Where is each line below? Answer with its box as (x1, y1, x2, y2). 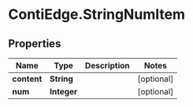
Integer (50, 87, 78, 97)
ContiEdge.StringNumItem (8, 6, 186, 24)
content (12, 73, 43, 84)
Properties (8, 37, 61, 50)
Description (85, 61, 130, 71)
